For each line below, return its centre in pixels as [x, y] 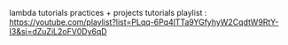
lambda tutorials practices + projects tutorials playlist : [108, 13]
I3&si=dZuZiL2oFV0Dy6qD [58, 31]
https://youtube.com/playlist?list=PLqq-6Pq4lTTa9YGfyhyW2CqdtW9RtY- [144, 22]
